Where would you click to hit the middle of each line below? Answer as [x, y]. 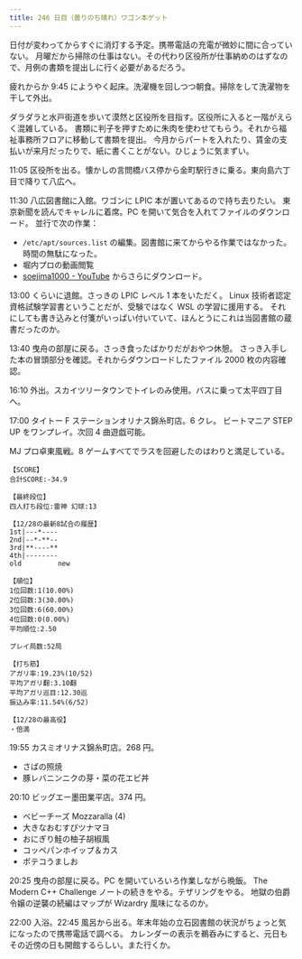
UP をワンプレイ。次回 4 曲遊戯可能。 [80, 432]
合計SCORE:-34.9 [38, 479]
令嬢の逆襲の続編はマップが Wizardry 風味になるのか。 [111, 903]
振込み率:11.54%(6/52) [49, 702]
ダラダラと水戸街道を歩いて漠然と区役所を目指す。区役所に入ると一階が [143, 116]
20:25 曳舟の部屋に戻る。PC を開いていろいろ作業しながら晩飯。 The [139, 880]
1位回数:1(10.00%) [42, 591]
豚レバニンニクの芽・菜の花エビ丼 [86, 777]
